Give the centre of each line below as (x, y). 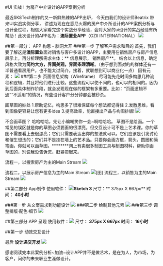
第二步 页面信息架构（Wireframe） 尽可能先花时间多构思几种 (90, 76)
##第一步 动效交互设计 (27, 232)
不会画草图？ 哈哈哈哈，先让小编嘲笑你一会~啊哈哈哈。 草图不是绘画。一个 (80, 121)
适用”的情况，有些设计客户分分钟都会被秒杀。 (63, 95)
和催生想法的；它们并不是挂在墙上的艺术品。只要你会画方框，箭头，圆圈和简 (81, 140)
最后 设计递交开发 (23, 242)
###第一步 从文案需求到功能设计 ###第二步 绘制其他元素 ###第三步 (79, 205)
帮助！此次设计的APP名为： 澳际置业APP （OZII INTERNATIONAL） (71, 36)
